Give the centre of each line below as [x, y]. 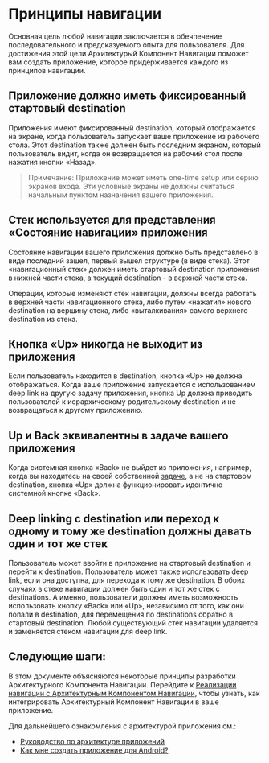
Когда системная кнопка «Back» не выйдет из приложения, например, [130, 468]
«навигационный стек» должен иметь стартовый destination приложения [134, 269]
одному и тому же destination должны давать [130, 531]
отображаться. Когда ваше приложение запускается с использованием [132, 385]
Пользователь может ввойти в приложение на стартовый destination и [130, 563]
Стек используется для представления [112, 220]
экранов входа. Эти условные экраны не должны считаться [131, 186]
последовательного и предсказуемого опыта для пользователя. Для [126, 44]
